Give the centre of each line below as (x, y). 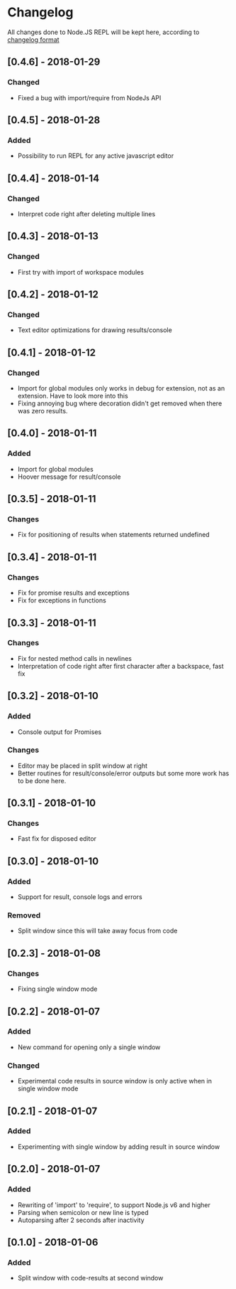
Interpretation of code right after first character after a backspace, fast (121, 666)
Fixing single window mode (57, 989)
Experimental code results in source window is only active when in (115, 1081)
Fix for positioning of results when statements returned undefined (114, 535)
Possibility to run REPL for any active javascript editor (96, 156)
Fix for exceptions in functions (62, 600)
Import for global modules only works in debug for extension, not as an (121, 388)
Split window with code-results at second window (90, 1278)
